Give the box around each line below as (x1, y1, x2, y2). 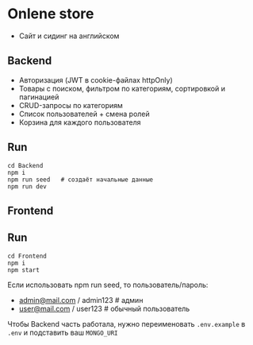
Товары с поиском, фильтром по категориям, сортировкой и (18, 83, 226, 93)
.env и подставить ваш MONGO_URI (7, 328, 118, 337)
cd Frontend (7, 252, 47, 260)
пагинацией (18, 92, 59, 102)
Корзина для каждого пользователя (18, 117, 141, 127)
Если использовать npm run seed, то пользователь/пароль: (7, 280, 209, 289)
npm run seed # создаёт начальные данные (7, 176, 154, 184)
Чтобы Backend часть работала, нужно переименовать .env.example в (7, 319, 246, 328)
